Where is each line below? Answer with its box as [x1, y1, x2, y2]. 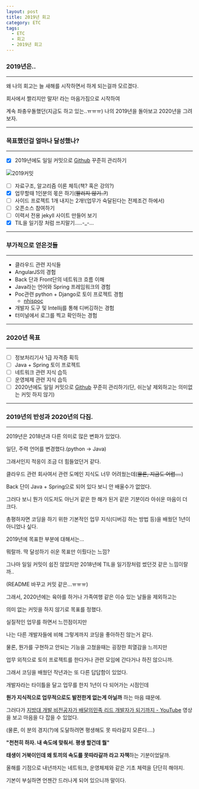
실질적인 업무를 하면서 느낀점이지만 [6, 619, 87, 626]
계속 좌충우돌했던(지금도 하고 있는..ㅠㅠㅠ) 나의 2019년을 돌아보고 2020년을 [6, 108, 182, 115]
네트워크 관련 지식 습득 [14, 368, 68, 376]
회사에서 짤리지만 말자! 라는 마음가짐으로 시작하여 [6, 95, 120, 102]
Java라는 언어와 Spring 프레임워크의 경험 [14, 284, 111, 291]
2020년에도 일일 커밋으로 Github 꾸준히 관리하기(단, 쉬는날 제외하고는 [14, 383, 177, 391]
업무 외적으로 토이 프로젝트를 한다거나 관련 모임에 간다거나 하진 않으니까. [6, 656, 174, 664]
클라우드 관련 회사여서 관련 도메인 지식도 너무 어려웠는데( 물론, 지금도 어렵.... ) [6, 471, 184, 478]
